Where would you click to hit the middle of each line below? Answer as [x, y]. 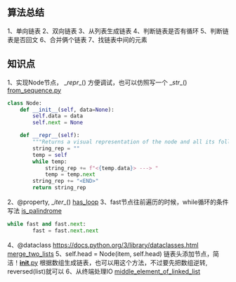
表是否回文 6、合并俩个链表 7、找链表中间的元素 [77, 39]
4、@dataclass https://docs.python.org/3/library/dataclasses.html [103, 245]
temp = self [50, 155]
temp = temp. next [70, 174]
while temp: [50, 161]
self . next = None [58, 123]
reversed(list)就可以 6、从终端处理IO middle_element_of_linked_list [104, 271]
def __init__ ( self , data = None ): [67, 110]
